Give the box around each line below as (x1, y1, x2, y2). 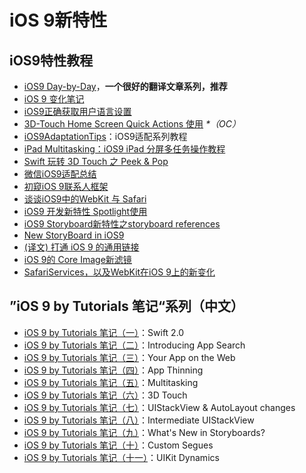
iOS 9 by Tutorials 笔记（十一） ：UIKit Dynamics (23, 451, 220, 463)
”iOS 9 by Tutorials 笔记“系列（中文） (9, 298, 245, 315)
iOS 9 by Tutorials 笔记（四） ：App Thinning (23, 364, 204, 376)
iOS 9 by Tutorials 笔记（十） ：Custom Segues (23, 439, 214, 451)
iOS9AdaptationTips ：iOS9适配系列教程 (23, 131, 188, 142)
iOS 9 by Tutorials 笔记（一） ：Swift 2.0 (23, 326, 185, 338)
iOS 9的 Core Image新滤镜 (23, 254, 132, 265)
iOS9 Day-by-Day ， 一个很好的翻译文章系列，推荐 (23, 81, 228, 92)
